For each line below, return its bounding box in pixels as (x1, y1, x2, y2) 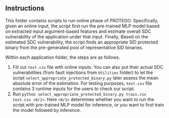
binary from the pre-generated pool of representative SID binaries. (5, 44, 144, 50)
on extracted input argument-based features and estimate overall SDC (5, 28, 151, 34)
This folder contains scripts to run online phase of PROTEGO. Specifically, (5, 17, 159, 23)
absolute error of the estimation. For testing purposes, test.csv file (12, 80, 152, 86)
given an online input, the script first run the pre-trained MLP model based (5, 23, 160, 29)
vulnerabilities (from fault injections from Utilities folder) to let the (12, 69, 153, 75)
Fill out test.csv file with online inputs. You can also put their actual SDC (12, 64, 163, 70)
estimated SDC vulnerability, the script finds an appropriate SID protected (5, 39, 158, 45)
